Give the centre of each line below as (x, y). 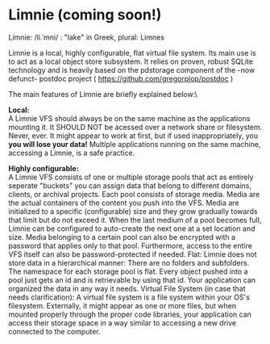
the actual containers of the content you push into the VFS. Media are (124, 203)
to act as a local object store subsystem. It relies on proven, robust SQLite (131, 61)
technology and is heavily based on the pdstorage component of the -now (132, 69)
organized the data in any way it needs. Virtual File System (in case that (127, 288)
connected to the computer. (54, 331)
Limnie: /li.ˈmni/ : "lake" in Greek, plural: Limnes (87, 37)
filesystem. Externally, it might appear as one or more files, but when (122, 305)
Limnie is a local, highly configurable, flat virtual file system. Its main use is (132, 52)
